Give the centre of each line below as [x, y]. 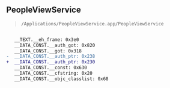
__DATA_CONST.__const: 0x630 [50, 68]
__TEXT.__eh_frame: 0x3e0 [47, 39]
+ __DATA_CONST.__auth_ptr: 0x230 [51, 62]
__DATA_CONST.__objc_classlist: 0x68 [62, 79]
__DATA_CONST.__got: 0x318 [48, 51]
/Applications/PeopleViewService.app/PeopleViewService [92, 24]
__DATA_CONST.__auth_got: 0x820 [55, 45]
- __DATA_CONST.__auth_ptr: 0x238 [51, 57]
